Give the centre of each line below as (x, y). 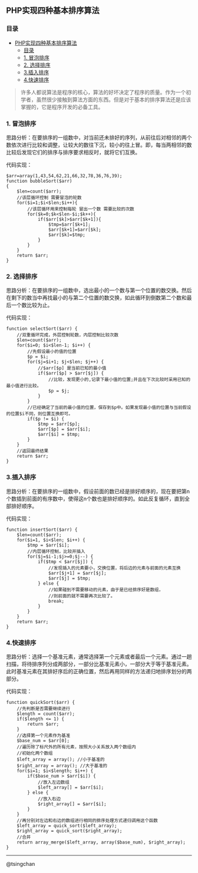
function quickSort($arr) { (41, 702)
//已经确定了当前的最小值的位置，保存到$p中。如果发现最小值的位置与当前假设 (109, 408)
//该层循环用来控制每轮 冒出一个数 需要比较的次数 (81, 209)
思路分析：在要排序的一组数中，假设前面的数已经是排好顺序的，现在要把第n (98, 491)
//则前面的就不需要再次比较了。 (82, 596)
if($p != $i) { (46, 419)
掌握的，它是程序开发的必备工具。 (62, 107)
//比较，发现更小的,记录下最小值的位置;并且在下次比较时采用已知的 (119, 380)
